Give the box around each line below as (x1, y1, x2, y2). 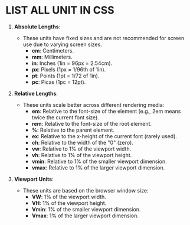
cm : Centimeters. (31, 47, 74, 54)
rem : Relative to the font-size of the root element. (31, 120, 152, 127)
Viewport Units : (14, 175, 54, 182)
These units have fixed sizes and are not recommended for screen (22, 34, 185, 41)
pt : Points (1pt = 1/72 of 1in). (31, 72, 100, 79)
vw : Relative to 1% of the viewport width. (31, 145, 132, 152)
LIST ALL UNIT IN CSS (5, 4, 114, 17)
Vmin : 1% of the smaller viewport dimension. (31, 206, 141, 213)
